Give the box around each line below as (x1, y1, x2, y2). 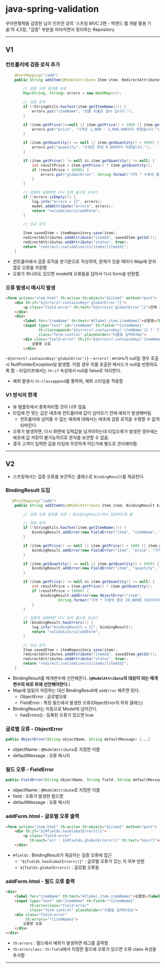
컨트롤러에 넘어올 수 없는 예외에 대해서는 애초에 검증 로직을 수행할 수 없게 (20, 416, 160, 422)
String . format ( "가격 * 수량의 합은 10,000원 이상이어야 (58, 597, 161, 603)
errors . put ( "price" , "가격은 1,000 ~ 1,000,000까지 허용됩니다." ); (31, 127, 162, 132)
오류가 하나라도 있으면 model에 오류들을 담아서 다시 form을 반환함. (12, 270, 141, 276)
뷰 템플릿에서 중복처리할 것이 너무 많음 (12, 404, 86, 410)
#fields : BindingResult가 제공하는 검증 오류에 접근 (12, 852, 112, 858)
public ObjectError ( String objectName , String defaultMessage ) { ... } (5, 737, 151, 742)
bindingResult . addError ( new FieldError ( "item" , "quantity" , (31, 566, 157, 571)
